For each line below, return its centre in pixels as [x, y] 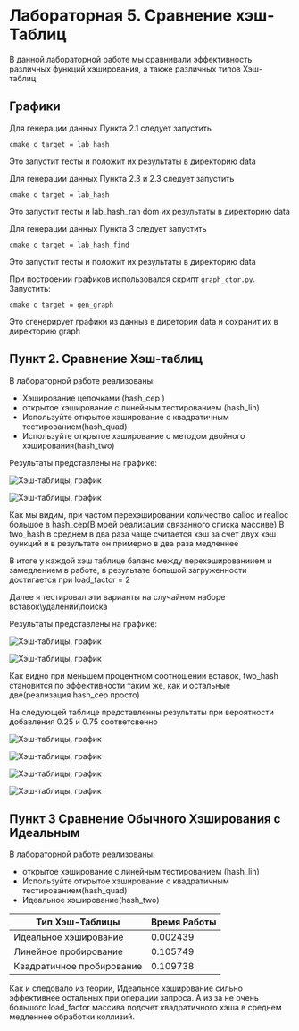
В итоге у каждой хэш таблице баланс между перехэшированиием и [141, 561]
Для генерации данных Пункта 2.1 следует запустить [111, 128]
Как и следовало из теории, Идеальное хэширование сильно [126, 988]
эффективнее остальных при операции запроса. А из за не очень [134, 998]
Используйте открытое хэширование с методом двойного [133, 435]
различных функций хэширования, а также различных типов [125, 69]
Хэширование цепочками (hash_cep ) [93, 398]
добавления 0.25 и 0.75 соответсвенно [83, 722]
